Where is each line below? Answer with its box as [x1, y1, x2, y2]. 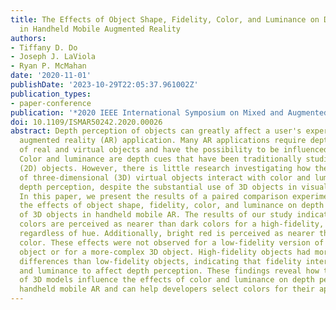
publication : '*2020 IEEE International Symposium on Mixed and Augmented [10, 107, 329, 118]
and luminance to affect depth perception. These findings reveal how [19, 266, 320, 276]
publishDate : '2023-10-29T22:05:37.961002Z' [10, 80, 199, 90]
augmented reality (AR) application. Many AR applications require [19, 136, 307, 146]
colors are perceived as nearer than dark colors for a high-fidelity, [19, 219, 325, 230]
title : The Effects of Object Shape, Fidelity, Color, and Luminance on [10, 14, 320, 25]
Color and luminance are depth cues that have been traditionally [19, 154, 302, 164]
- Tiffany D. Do [10, 42, 78, 53]
